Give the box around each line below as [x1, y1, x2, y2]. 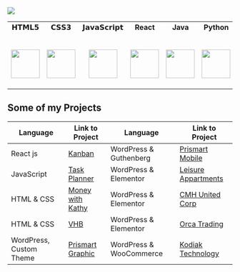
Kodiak [179, 239, 203, 249]
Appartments [179, 173, 224, 183]
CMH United [179, 189, 221, 199]
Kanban [68, 148, 94, 158]
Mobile [179, 153, 203, 163]
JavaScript [11, 168, 48, 178]
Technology [179, 248, 219, 258]
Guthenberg [110, 153, 151, 163]
